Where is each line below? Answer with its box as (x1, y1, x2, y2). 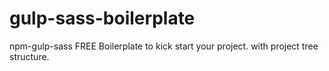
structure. (9, 50, 50, 62)
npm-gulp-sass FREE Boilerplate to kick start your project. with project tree (9, 40, 319, 52)
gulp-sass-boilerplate (9, 7, 196, 30)
